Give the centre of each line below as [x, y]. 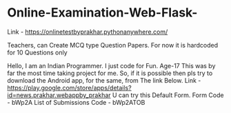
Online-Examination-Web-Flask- [102, 13]
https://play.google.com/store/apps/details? [70, 88]
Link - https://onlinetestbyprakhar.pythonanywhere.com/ [88, 32]
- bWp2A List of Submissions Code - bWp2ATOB [76, 102]
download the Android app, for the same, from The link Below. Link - [104, 80]
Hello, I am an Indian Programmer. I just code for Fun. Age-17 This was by [111, 65]
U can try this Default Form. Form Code [168, 95]
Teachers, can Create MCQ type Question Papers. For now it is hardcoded [113, 45]
